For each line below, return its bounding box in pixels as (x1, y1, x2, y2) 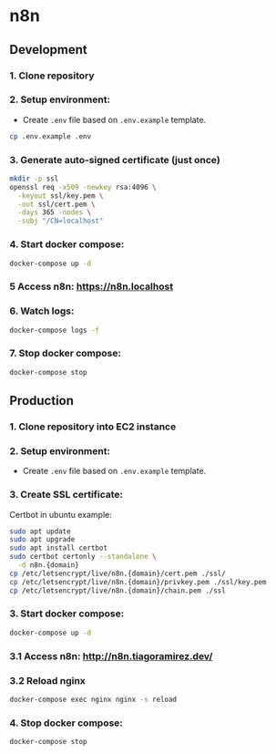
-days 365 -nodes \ (17, 208, 92, 217)
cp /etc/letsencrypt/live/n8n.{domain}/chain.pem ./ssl (9, 585, 226, 595)
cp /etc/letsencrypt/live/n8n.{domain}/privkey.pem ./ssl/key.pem (9, 577, 267, 586)
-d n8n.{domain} (17, 561, 79, 570)
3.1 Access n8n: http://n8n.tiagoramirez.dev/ (9, 649, 213, 662)
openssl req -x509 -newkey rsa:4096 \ (9, 182, 157, 191)
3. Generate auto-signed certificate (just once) (9, 153, 220, 166)
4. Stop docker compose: (9, 717, 123, 729)
